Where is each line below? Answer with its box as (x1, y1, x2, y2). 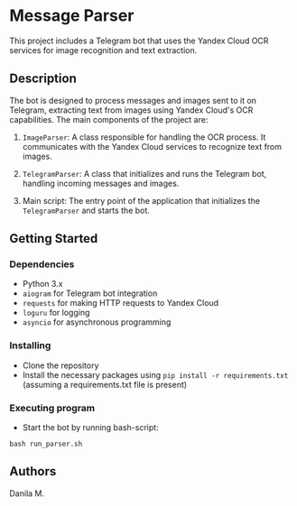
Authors (9, 464, 57, 479)
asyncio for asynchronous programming (22, 317, 172, 327)
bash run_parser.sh (9, 439, 83, 449)
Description (9, 71, 77, 87)
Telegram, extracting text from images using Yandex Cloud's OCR (9, 105, 254, 115)
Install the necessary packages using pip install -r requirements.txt (22, 369, 289, 380)
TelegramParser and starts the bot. (22, 205, 151, 216)
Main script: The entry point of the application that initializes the (22, 195, 260, 206)
